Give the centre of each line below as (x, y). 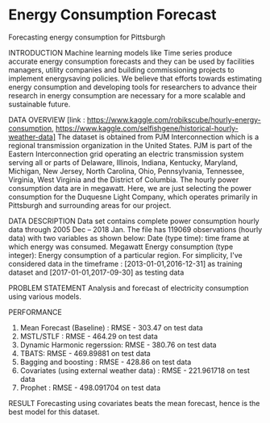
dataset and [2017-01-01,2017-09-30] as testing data (96, 272)
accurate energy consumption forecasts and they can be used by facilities (132, 61)
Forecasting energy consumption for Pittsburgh (87, 37)
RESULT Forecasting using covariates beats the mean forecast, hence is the (134, 403)
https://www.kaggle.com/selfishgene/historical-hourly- (147, 128)
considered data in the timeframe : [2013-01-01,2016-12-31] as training (126, 263)
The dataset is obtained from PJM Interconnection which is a (158, 137)
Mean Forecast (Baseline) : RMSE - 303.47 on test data (111, 327)
